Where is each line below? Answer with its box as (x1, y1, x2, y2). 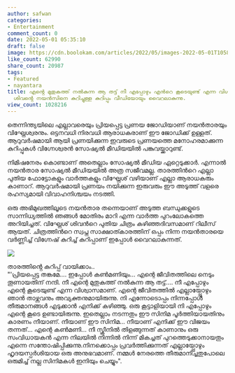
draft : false (7, 43, 45, 50)
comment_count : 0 (7, 29, 58, 37)
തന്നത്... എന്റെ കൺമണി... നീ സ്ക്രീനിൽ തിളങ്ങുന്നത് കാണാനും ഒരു (7, 325, 199, 333)
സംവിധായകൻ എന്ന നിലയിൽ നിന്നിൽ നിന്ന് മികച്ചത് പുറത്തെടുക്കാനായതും (7, 333, 224, 342)
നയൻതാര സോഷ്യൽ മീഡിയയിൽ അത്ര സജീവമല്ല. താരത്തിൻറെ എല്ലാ (7, 166, 214, 174)
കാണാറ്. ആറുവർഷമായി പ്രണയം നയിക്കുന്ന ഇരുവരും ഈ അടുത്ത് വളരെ (7, 181, 219, 190)
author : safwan (7, 10, 52, 17)
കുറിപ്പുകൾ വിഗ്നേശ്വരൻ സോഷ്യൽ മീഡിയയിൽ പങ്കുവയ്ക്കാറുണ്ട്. (7, 144, 184, 153)
